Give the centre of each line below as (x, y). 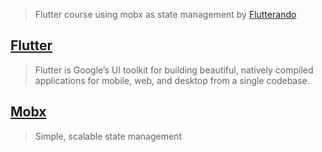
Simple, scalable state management (108, 136)
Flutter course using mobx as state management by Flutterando (165, 14)
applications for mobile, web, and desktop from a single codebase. (172, 80)
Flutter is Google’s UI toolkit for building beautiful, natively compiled (174, 70)
